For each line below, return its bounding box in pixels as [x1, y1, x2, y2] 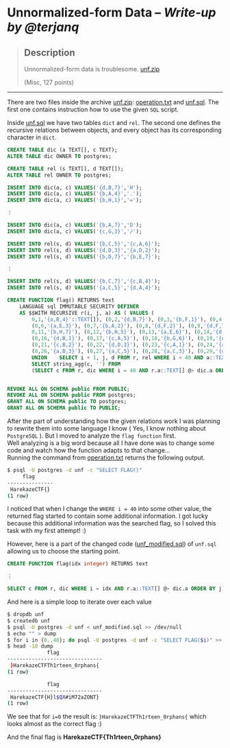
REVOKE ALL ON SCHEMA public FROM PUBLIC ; [7, 385, 130, 392]
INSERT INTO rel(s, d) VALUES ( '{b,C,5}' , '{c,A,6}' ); [7, 240, 161, 247]
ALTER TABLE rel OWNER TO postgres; [7, 172, 112, 179]
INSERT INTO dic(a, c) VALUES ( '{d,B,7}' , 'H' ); [7, 184, 142, 191]
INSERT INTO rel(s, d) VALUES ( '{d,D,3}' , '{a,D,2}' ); [7, 247, 161, 253]
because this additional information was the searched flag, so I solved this [7, 519, 217, 528]
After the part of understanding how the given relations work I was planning [7, 417, 220, 425]
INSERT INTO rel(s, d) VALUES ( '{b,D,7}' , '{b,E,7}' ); [7, 253, 161, 260]
